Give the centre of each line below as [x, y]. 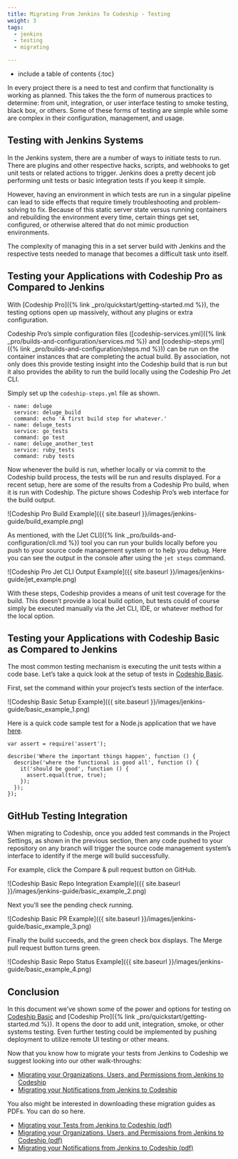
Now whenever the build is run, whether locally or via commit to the [107, 469]
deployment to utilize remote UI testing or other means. [88, 1040]
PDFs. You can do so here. [46, 1111]
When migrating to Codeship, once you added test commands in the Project [119, 833]
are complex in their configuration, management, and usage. [96, 118]
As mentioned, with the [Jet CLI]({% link [66, 535]
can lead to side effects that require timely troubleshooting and [100, 202]
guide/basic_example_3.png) [50, 927]
